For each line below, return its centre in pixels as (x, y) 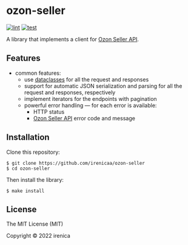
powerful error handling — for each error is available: (90, 105)
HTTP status (49, 112)
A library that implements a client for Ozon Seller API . (73, 39)
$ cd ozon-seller (28, 168)
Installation (28, 137)
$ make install (25, 191)
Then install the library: (35, 179)
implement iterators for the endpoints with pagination (90, 98)
